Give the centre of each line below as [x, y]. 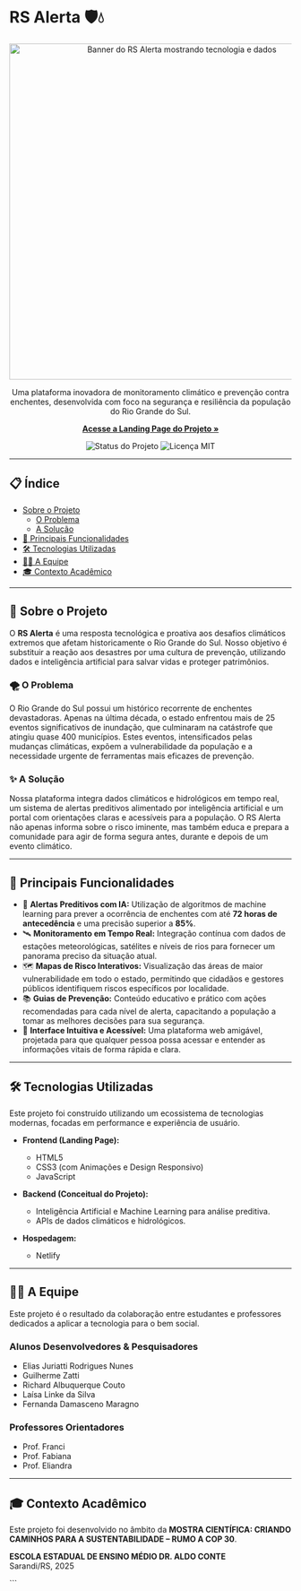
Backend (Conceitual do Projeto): [86, 1194]
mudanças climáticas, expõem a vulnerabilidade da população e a [131, 746]
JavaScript [56, 1176]
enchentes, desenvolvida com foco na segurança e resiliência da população [150, 402]
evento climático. [41, 846]
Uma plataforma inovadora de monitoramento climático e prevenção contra [150, 392]
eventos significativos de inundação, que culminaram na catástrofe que [141, 727]
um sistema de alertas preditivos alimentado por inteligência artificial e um [146, 808]
